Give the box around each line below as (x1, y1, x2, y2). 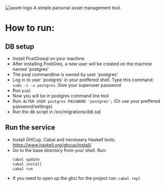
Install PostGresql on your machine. (12, 56, 86, 61)
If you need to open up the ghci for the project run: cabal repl (12, 175, 141, 181)
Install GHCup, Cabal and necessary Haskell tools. (12, 136, 116, 142)
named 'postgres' (12, 66, 49, 72)
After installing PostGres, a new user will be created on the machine (12, 61, 152, 67)
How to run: (5, 23, 55, 34)
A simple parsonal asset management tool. (33, 5, 121, 11)
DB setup (5, 42, 34, 51)
